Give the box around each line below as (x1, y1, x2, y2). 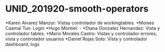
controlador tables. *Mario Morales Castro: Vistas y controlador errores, (5, 30, 157, 36)
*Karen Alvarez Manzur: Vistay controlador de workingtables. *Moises (5, 20, 154, 26)
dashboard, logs (5, 41, 40, 47)
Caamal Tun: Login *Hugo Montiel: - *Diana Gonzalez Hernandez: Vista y (5, 25, 160, 31)
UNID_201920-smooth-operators (5, 3, 149, 15)
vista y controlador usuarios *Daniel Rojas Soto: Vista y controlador (5, 36, 148, 42)
